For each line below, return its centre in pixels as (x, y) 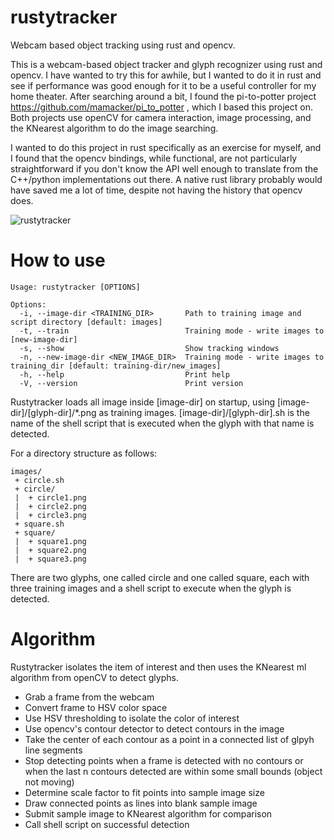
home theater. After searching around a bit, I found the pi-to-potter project (163, 96)
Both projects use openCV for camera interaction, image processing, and (161, 117)
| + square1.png (50, 541)
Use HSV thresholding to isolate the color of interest (132, 718)
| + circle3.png (50, 515)
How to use (58, 260)
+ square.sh (39, 524)
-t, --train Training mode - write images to (172, 331)
